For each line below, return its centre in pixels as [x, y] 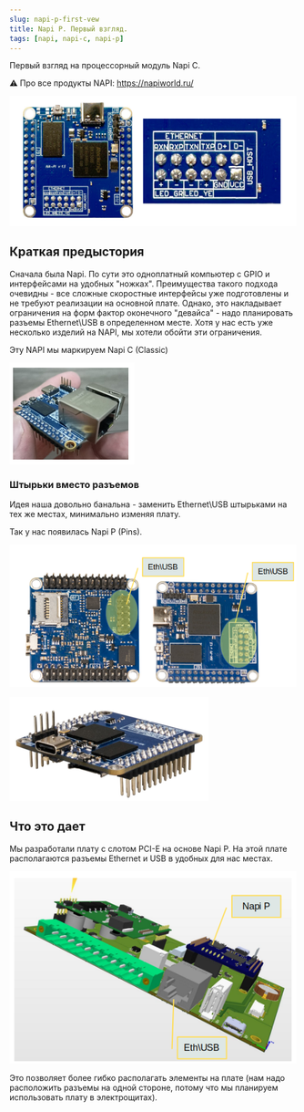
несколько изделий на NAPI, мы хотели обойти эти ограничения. [136, 332]
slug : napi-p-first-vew [55, 19]
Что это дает [47, 827]
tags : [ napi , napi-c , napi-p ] [67, 38]
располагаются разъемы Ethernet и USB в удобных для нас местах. [141, 858]
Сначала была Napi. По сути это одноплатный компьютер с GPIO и [140, 274]
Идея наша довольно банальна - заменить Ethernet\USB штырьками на [148, 504]
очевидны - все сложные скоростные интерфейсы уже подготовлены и [149, 293]
